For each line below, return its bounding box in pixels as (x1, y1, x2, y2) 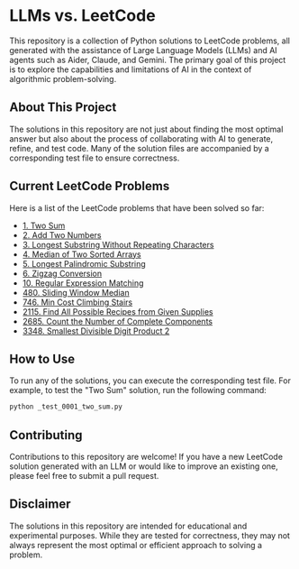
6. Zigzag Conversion (22, 268, 103, 279)
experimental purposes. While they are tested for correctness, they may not (9, 529, 291, 541)
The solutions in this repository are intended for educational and (9, 520, 248, 531)
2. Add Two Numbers (22, 229, 102, 240)
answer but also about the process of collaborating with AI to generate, (9, 133, 274, 144)
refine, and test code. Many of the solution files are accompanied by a (9, 142, 270, 153)
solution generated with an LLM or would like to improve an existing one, (9, 461, 279, 472)
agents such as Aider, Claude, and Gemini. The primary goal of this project (9, 54, 286, 65)
